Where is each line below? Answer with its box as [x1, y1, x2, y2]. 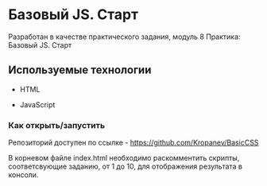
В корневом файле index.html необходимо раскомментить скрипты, [8, 153, 240, 163]
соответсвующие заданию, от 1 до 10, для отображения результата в [8, 161, 242, 172]
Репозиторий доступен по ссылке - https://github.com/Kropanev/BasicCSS [8, 138, 259, 148]
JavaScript [19, 99, 56, 109]
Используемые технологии [8, 64, 152, 77]
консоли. [8, 170, 39, 180]
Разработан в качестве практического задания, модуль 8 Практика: [8, 32, 241, 41]
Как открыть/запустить [8, 119, 106, 130]
